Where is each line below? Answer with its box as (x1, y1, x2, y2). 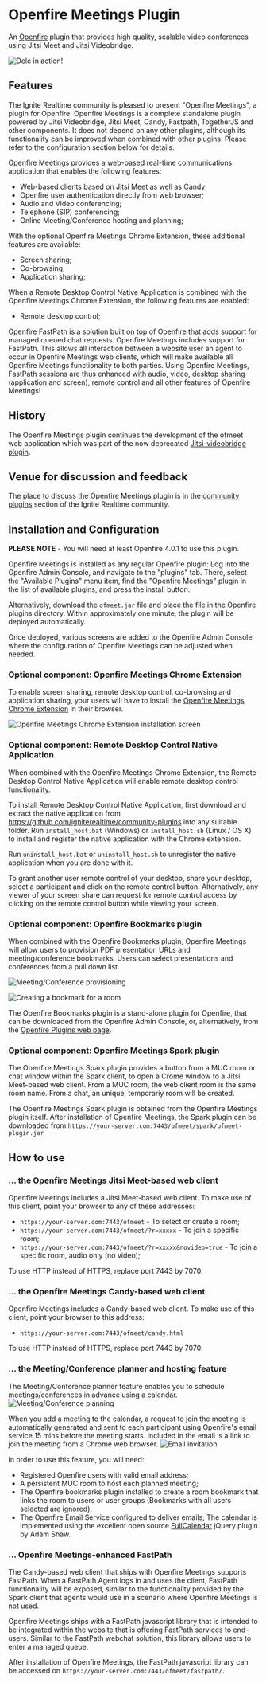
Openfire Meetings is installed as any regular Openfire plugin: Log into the (8, 559, 250, 569)
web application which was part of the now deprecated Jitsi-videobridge (8, 438, 246, 448)
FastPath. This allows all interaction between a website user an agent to (8, 343, 243, 353)
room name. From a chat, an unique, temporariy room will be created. (8, 1089, 235, 1098)
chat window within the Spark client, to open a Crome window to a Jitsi (8, 1071, 241, 1081)
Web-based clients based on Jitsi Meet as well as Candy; (19, 182, 208, 191)
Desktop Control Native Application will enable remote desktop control (8, 776, 238, 785)
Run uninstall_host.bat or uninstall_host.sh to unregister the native (8, 849, 237, 859)
